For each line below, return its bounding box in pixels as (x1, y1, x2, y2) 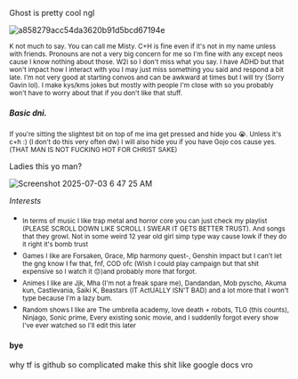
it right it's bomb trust (21, 239, 89, 248)
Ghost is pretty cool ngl (9, 8, 95, 18)
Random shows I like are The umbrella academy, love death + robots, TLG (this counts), (21, 306, 290, 315)
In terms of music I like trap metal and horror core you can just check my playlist (21, 216, 268, 225)
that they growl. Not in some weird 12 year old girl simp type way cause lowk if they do (21, 231, 287, 241)
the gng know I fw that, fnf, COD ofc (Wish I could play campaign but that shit (21, 259, 260, 268)
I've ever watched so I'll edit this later (21, 321, 136, 330)
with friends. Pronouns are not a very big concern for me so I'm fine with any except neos (9, 50, 283, 59)
